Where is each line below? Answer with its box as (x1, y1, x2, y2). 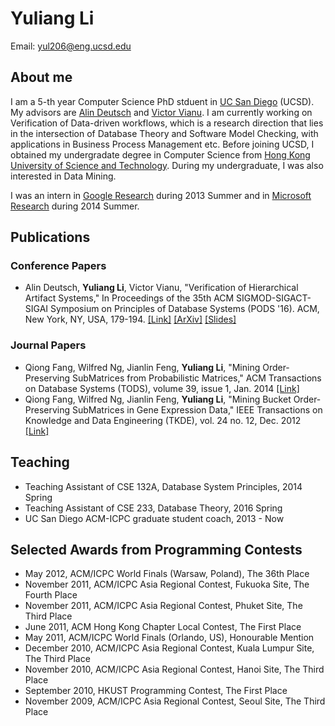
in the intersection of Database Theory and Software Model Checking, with (10, 127, 319, 139)
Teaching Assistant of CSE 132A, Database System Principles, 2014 (24, 480, 303, 492)
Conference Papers (10, 259, 107, 273)
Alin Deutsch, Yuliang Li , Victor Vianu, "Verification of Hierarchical (24, 282, 299, 294)
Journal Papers (10, 338, 87, 352)
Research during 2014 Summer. (10, 200, 140, 212)
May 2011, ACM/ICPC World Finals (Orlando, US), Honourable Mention (24, 632, 315, 644)
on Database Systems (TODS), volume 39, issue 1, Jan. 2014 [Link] (24, 382, 300, 394)
